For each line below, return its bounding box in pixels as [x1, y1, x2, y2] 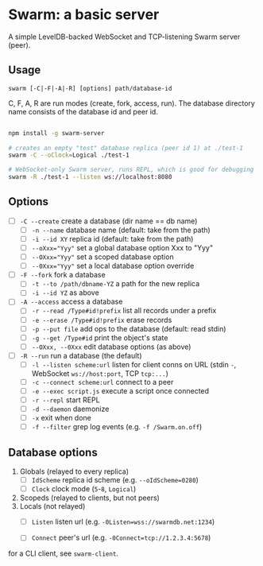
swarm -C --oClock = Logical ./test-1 [8, 151, 130, 160]
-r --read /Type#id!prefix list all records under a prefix [31, 306, 217, 316]
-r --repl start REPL [31, 395, 101, 405]
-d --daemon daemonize [31, 404, 110, 414]
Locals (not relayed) [19, 502, 86, 511]
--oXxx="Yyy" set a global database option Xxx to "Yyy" [31, 243, 213, 252]
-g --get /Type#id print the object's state [31, 332, 168, 343]
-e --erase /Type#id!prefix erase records [31, 315, 172, 324]
